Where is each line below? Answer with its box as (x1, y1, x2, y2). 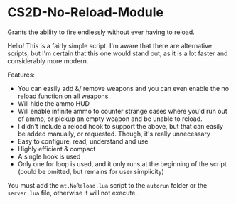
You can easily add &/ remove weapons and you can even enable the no (17, 84, 230, 92)
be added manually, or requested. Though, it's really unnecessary (17, 129, 211, 138)
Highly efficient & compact (17, 144, 96, 153)
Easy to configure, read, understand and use (17, 136, 149, 146)
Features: (7, 70, 36, 79)
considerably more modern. (7, 56, 89, 65)
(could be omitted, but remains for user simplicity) (17, 167, 165, 176)
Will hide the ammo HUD (17, 99, 90, 107)
